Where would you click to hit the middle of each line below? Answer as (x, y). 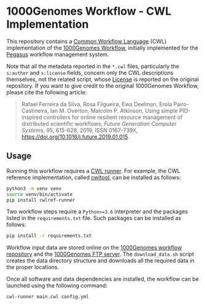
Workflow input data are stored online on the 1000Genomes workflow (94, 248)
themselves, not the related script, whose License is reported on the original (103, 79)
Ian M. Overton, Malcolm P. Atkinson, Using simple (114, 110)
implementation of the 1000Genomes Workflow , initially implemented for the (102, 48)
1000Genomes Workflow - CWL (89, 11)
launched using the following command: (57, 286)
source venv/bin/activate (39, 194)
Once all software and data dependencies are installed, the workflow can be (103, 279)
